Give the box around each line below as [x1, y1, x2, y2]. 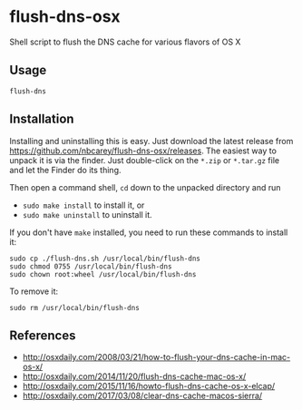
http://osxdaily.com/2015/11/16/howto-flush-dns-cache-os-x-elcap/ [22, 381, 276, 392]
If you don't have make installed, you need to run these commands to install [9, 227, 288, 238]
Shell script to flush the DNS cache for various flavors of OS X [9, 36, 241, 47]
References [9, 327, 76, 343]
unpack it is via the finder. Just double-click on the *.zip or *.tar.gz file [9, 154, 279, 165]
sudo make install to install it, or [22, 200, 145, 210]
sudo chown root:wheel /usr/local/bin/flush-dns [9, 269, 197, 278]
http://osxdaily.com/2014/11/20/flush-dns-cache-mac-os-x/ [22, 371, 247, 382]
